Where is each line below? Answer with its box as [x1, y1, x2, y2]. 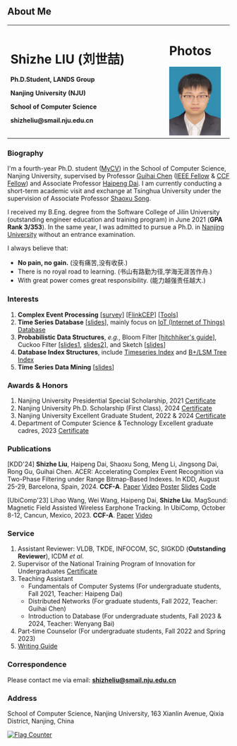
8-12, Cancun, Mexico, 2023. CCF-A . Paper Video [7, 511, 153, 520]
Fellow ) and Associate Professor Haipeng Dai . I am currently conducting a [7, 179, 222, 188]
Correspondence [7, 659, 67, 669]
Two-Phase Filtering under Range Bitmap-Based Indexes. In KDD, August [7, 475, 220, 484]
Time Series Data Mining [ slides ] [17, 362, 115, 371]
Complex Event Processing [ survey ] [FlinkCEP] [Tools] [17, 310, 178, 319]
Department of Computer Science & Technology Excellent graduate [17, 419, 214, 427]
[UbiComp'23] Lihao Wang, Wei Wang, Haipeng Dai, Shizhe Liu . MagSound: [7, 496, 228, 505]
